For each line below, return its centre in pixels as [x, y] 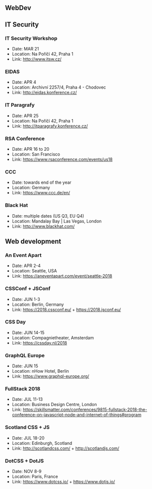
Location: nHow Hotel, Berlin [40, 371]
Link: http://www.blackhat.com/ [43, 226]
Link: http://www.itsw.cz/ [37, 59]
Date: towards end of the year [41, 182]
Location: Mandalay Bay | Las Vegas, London [57, 221]
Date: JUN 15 [25, 366]
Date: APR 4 [24, 82]
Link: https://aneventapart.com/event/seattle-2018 [62, 276]
